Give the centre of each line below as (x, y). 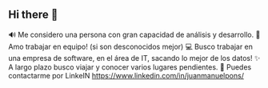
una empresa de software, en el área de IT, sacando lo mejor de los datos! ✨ (134, 58)
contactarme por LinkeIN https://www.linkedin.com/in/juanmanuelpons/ (126, 75)
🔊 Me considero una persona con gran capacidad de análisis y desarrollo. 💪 (134, 34)
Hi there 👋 (33, 15)
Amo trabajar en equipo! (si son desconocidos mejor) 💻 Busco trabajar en (131, 46)
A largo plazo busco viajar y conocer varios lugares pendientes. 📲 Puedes (130, 67)
